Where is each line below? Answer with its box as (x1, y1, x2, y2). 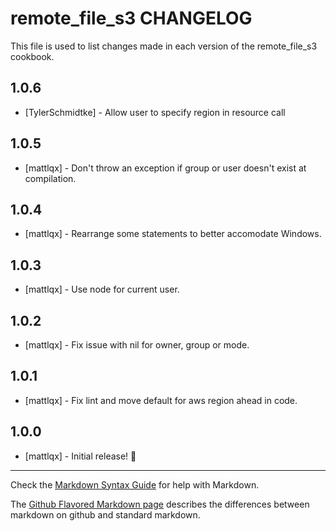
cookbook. (10, 50, 55, 62)
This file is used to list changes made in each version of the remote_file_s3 (10, 40, 318, 52)
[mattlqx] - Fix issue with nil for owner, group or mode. (24, 339, 250, 351)
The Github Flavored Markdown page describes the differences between (10, 498, 310, 510)
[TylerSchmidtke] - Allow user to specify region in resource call (24, 106, 286, 118)
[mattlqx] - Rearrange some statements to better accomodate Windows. (24, 228, 322, 240)
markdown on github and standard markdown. (10, 508, 201, 521)
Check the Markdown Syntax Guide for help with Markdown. (10, 478, 260, 491)
